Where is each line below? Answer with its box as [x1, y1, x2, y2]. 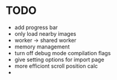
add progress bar [14, 24, 58, 31]
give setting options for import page [14, 56, 104, 63]
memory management [14, 43, 70, 50]
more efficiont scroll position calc [14, 62, 98, 70]
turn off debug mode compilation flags [14, 49, 111, 56]
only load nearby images [14, 30, 76, 37]
